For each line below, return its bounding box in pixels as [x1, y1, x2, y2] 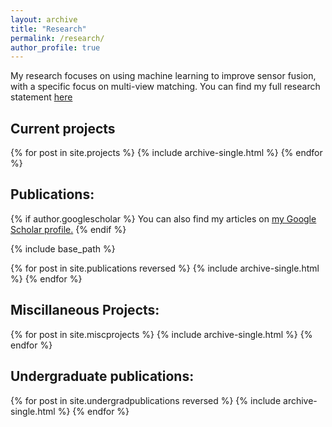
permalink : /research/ [10, 33, 105, 43]
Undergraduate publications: [10, 368, 195, 385]
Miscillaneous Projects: [10, 302, 160, 319]
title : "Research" [10, 24, 87, 34]
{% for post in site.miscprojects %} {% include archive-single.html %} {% [10, 328, 313, 340]
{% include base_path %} [10, 242, 116, 255]
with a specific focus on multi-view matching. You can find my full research [10, 81, 321, 93]
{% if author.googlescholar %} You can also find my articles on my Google [10, 212, 317, 225]
